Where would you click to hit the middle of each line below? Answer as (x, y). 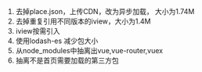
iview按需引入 (38, 31)
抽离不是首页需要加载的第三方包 (67, 60)
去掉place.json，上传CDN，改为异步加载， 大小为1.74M (105, 11)
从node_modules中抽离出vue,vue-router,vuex (89, 50)
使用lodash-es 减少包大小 (57, 41)
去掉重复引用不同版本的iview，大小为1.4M (83, 21)
